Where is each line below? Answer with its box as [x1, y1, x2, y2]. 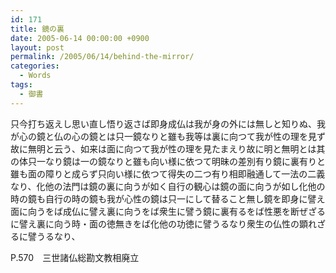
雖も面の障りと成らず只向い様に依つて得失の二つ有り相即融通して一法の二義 [10, 167, 326, 180]
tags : [10, 80, 33, 90]
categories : [10, 61, 60, 71]
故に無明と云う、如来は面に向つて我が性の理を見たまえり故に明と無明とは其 [10, 142, 326, 155]
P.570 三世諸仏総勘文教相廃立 [10, 251, 140, 263]
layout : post [10, 42, 65, 53]
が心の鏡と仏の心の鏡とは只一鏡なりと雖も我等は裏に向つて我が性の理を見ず [10, 130, 326, 142]
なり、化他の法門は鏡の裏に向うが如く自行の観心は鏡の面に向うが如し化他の [10, 180, 326, 192]
